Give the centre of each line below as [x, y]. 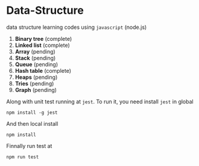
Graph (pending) [36, 90]
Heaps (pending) [36, 77]
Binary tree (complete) [43, 38]
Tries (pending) [34, 83]
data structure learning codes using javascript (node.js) [77, 27]
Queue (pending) [36, 64]
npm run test [23, 157]
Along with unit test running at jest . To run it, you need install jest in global [100, 101]
